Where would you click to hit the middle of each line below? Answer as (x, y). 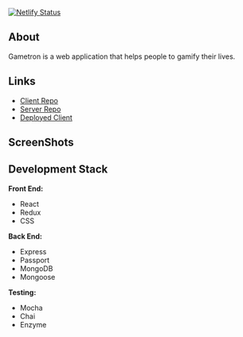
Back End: (25, 236)
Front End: (26, 188)
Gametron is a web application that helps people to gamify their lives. (122, 56)
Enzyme (33, 324)
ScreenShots (41, 143)
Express (33, 251)
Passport (35, 260)
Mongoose (37, 277)
